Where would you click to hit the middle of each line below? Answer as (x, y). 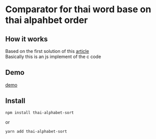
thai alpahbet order (47, 20)
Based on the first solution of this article (47, 51)
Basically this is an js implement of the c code (53, 57)
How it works (27, 39)
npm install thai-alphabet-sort (40, 113)
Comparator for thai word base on (78, 9)
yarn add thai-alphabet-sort (36, 131)
